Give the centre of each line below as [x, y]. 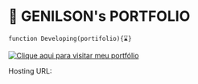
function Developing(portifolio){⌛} [70, 38]
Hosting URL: [30, 70]
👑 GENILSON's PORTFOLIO [99, 16]
